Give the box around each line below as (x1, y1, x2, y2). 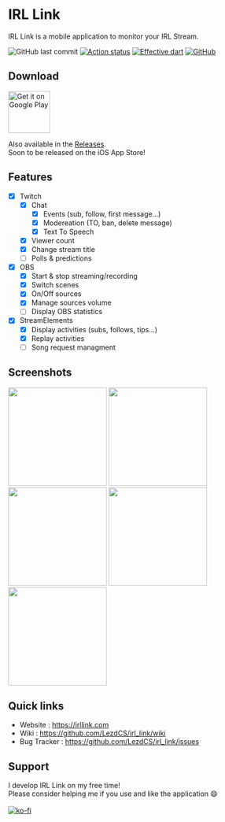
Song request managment (31, 342, 116, 352)
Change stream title (31, 244, 96, 254)
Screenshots (8, 366, 72, 380)
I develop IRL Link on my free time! (8, 781, 120, 791)
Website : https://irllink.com (19, 720, 109, 730)
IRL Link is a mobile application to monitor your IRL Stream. (8, 31, 199, 41)
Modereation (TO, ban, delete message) (42, 218, 173, 228)
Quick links (8, 699, 65, 713)
